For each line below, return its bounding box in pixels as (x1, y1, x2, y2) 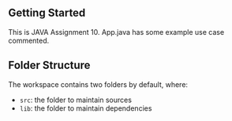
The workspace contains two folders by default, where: (8, 79, 188, 89)
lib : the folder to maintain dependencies (19, 103, 152, 113)
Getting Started (8, 6, 86, 20)
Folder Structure (8, 59, 91, 72)
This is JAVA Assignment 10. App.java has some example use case (8, 27, 225, 36)
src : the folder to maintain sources (19, 95, 133, 104)
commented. (8, 36, 50, 45)
